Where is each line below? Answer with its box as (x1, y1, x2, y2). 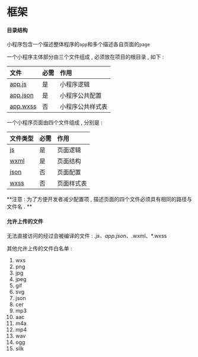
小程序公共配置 (59, 91, 102, 100)
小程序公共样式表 (59, 103, 108, 111)
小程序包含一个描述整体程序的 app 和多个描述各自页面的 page (7, 41, 151, 48)
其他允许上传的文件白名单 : (7, 244, 72, 252)
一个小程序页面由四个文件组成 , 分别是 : (7, 119, 103, 126)
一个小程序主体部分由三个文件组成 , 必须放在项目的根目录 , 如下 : (7, 53, 164, 60)
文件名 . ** (7, 203, 32, 211)
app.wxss (9, 102, 37, 110)
